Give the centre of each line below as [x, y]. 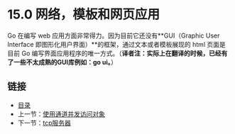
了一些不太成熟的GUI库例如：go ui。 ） [62, 62]
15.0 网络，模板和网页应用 [83, 15]
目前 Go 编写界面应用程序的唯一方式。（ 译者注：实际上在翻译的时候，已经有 [117, 53]
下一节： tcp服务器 [44, 123]
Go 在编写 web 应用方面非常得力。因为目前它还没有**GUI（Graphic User [114, 35]
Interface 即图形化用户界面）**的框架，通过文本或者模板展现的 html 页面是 [116, 44]
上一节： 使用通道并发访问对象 [61, 113]
